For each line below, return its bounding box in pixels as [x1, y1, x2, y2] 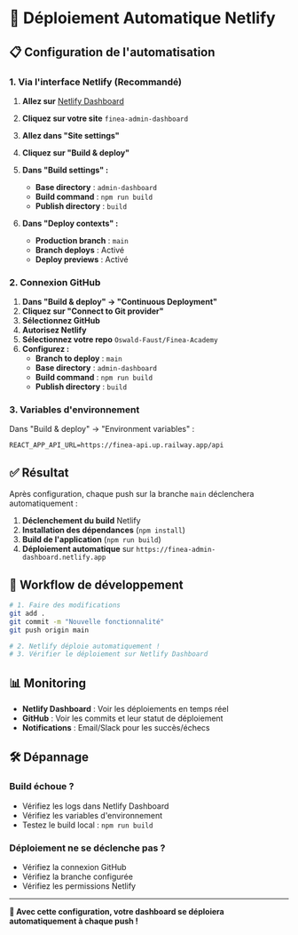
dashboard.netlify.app [21, 553, 106, 563]
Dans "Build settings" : [21, 164, 109, 175]
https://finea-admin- [136, 546, 216, 555]
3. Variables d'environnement [9, 404, 140, 416]
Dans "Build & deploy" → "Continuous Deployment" [21, 297, 218, 308]
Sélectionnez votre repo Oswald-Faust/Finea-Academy [21, 334, 219, 345]
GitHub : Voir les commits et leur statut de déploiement [21, 713, 223, 723]
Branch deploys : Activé [35, 244, 125, 255]
